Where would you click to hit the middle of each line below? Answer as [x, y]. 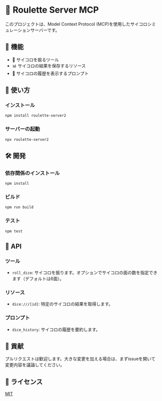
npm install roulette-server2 [36, 116]
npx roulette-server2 [27, 139]
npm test [14, 231]
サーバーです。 [45, 30]
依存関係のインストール [32, 173]
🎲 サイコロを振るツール [36, 59]
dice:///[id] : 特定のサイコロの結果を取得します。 [63, 304]
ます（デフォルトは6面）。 [38, 279]
